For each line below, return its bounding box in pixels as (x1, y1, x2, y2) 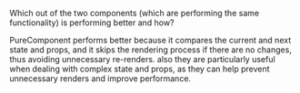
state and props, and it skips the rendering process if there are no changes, (9, 44, 293, 55)
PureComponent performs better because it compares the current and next (9, 35, 292, 45)
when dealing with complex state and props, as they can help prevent (9, 63, 270, 74)
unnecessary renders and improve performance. (9, 73, 192, 84)
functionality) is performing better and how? (9, 17, 175, 28)
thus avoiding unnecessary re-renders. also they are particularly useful (9, 54, 275, 64)
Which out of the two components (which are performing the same (9, 8, 260, 18)
